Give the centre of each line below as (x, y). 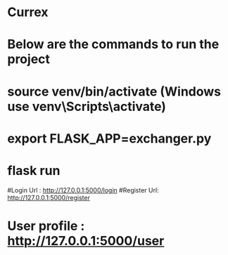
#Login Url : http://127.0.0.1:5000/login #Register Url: (83, 190)
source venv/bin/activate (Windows (114, 91)
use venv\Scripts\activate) (87, 106)
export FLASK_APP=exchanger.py (109, 138)
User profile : (46, 226)
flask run (34, 170)
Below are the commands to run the (113, 45)
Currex (28, 12)
